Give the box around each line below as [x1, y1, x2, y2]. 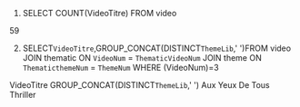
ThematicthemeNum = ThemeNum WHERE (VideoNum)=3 [22, 63, 220, 73]
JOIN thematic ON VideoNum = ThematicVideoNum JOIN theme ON [22, 53, 262, 63]
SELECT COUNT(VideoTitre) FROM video [22, 8, 177, 18]
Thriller [9, 90, 36, 100]
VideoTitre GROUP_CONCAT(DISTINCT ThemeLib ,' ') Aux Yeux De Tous [9, 80, 270, 90]
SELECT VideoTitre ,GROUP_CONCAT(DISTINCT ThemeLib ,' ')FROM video [22, 43, 292, 53]
